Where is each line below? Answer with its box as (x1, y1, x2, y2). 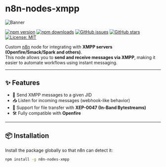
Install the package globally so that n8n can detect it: (5, 147, 113, 153)
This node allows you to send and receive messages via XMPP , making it (5, 54, 156, 60)
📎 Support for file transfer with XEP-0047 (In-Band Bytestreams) (12, 105, 147, 111)
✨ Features (5, 79, 40, 87)
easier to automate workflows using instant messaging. (5, 59, 118, 65)
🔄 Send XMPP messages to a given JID (12, 92, 92, 98)
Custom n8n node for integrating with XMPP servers (5, 44, 113, 50)
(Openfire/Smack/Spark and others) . (5, 49, 83, 55)
